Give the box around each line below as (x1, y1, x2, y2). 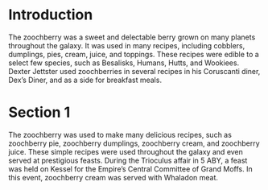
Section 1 (8, 103, 71, 122)
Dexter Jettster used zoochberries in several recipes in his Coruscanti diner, (8, 66, 261, 76)
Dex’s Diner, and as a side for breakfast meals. (8, 75, 163, 85)
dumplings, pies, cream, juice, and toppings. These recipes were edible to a (8, 49, 259, 59)
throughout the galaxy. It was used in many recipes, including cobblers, (8, 40, 245, 50)
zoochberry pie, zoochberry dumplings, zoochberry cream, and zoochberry (8, 138, 260, 148)
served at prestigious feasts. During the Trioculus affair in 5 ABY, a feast (8, 155, 248, 165)
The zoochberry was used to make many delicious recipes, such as (8, 130, 232, 139)
